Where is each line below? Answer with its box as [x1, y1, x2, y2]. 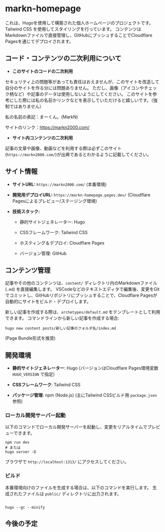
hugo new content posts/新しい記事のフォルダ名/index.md [5, 326, 116, 331]
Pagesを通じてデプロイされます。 [5, 38, 74, 44]
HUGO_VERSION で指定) [12, 371, 55, 377]
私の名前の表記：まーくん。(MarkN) [5, 114, 78, 120]
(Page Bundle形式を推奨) [5, 335, 56, 341]
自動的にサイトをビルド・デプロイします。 [5, 299, 91, 305]
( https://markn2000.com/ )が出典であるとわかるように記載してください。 [5, 151, 152, 157]
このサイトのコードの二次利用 [12, 68, 73, 74]
